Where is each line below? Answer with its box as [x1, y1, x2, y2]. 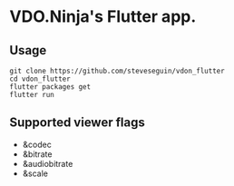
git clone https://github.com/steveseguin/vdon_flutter [9, 66, 225, 75]
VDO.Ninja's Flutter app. [9, 6, 197, 27]
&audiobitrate [22, 158, 73, 169]
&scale [22, 168, 48, 179]
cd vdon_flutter [9, 74, 71, 83]
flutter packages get [9, 83, 92, 92]
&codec [22, 139, 52, 150]
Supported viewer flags [9, 115, 145, 131]
